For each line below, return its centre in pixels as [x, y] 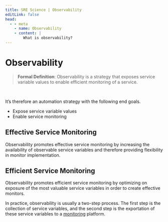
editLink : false [22, 15]
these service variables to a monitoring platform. [55, 214]
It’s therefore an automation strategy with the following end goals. [73, 101]
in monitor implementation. [33, 155]
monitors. [15, 193]
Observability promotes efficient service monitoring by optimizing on [76, 183]
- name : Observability [38, 29]
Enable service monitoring [39, 117]
